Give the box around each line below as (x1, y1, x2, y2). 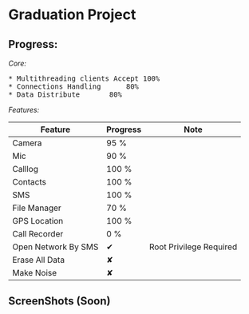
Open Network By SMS (12, 241, 99, 252)
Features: (8, 105, 40, 114)
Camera (12, 137, 42, 149)
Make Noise (12, 268, 57, 278)
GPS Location (12, 216, 64, 226)
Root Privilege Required (148, 241, 238, 252)
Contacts (12, 177, 46, 187)
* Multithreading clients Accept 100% (8, 74, 160, 83)
